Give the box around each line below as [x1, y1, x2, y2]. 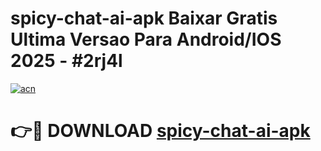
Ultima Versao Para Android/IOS [10, 28, 282, 51]
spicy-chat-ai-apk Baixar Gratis [10, 7, 278, 30]
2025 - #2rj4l [10, 50, 123, 72]
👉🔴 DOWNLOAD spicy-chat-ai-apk [10, 120, 311, 142]
